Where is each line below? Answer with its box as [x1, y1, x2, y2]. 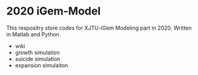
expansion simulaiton [15, 62, 68, 69]
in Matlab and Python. [6, 30, 61, 37]
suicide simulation [15, 55, 61, 62]
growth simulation [15, 48, 61, 56]
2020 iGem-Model [6, 4, 101, 18]
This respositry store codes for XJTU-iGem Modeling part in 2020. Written [6, 24, 192, 31]
